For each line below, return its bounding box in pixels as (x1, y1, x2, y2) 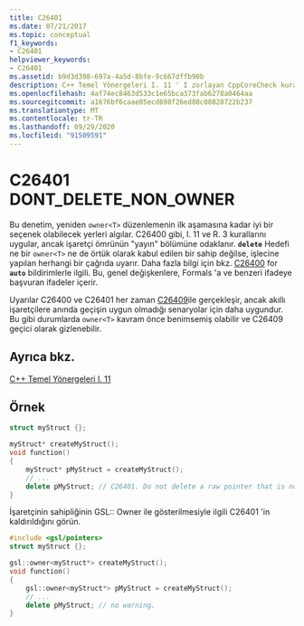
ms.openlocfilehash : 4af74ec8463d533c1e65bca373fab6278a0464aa (9, 89, 253, 98)
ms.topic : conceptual (9, 30, 91, 39)
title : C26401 (9, 13, 63, 23)
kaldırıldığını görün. (9, 517, 81, 527)
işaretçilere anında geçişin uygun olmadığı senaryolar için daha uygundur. (9, 304, 283, 315)
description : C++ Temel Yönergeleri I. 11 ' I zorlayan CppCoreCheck (9, 81, 278, 90)
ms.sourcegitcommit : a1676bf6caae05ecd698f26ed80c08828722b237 (9, 97, 253, 107)
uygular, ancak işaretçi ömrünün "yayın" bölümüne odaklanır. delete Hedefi (9, 238, 290, 249)
